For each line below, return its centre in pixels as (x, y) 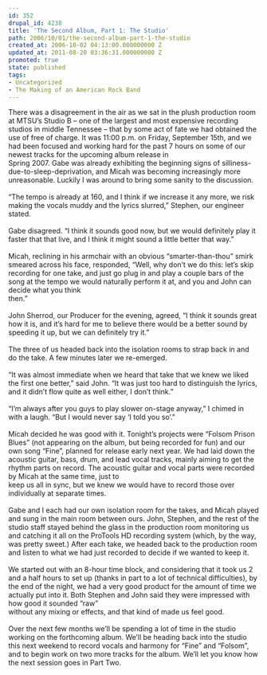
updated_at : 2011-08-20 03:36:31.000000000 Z (85, 53)
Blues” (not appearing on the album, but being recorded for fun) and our (127, 442)
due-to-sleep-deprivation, (51, 171)
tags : (17, 75)
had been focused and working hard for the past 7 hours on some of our (127, 146)
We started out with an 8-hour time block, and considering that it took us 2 (131, 570)
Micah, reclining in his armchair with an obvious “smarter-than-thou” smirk (131, 257)
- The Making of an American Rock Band (75, 90)
